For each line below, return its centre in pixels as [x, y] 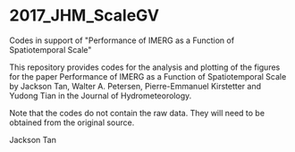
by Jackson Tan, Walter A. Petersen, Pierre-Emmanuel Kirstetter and [135, 86]
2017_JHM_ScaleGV [84, 16]
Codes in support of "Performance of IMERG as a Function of [122, 40]
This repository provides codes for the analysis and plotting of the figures [145, 67]
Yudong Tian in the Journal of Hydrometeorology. [101, 96]
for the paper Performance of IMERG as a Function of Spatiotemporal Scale [148, 76]
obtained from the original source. [72, 122]
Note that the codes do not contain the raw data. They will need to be [137, 113]
